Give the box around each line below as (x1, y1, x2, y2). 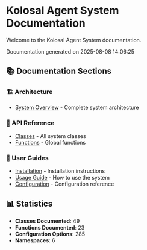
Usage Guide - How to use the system (14, 174, 110, 181)
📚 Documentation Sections (6, 66, 112, 77)
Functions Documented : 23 (14, 224, 85, 231)
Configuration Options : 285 (14, 230, 86, 238)
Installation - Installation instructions (14, 167, 105, 175)
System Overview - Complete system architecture (14, 104, 139, 111)
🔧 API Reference (6, 119, 55, 127)
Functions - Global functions (14, 139, 86, 146)
